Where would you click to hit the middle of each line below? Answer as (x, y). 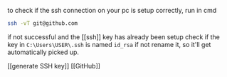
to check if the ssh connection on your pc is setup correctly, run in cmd (112, 10)
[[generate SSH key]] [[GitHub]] (54, 66)
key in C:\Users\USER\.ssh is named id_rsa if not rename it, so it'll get (109, 44)
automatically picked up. (43, 52)
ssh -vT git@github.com (43, 24)
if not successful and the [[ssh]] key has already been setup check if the (114, 37)
